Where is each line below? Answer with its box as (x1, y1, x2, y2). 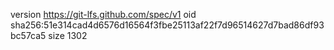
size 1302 (48, 30, 88, 41)
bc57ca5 (10, 30, 47, 41)
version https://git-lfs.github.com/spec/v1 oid (10, 9, 197, 20)
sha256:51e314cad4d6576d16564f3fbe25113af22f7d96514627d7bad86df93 (10, 19, 325, 31)
